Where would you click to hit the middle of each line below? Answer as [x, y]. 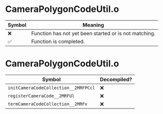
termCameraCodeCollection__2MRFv [48, 104]
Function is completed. [58, 41]
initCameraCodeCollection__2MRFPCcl [51, 88]
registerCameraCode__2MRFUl [41, 96]
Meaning [93, 25]
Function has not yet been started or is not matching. [93, 33]
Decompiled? [116, 79]
